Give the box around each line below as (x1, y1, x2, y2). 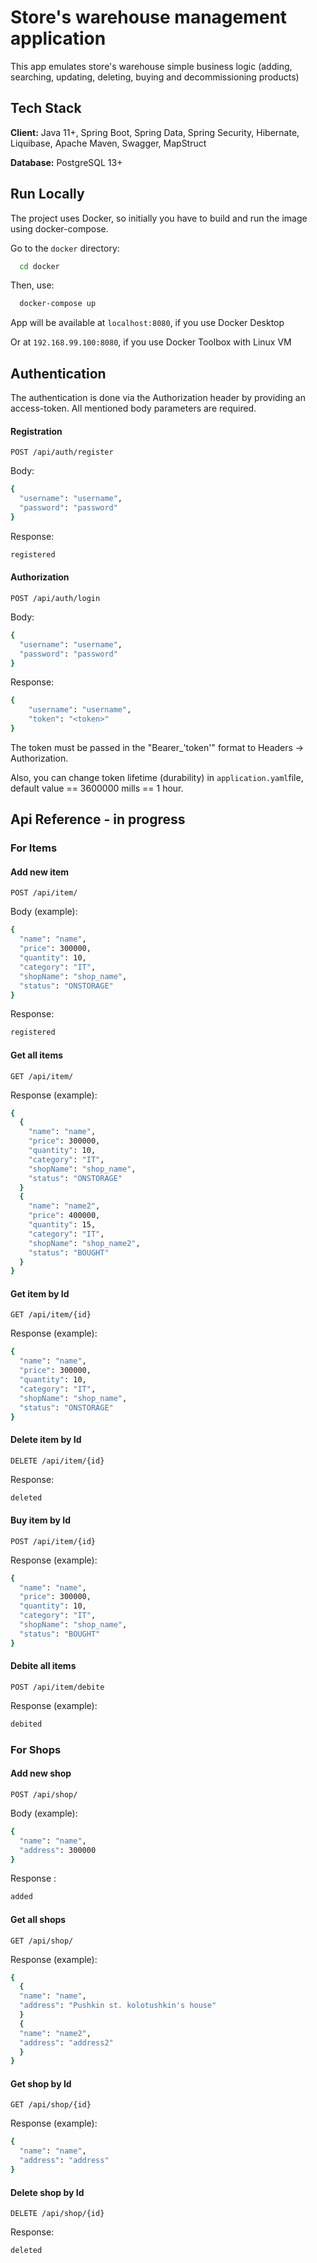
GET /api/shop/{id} (10, 2100, 92, 2110)
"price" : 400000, (28, 1211, 101, 1221)
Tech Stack (10, 100, 82, 117)
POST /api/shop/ (10, 1789, 78, 1800)
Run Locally (10, 186, 85, 203)
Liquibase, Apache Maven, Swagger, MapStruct (10, 137, 207, 149)
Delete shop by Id (10, 2186, 85, 2198)
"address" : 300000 (19, 1845, 97, 1855)
